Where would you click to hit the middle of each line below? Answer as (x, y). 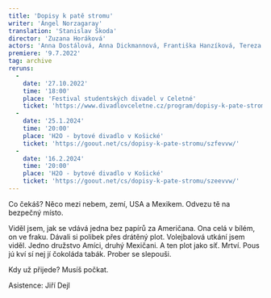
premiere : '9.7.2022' (45, 53)
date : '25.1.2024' (54, 121)
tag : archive (30, 61)
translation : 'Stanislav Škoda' (63, 31)
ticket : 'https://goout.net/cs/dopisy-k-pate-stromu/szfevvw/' (131, 143)
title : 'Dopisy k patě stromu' (61, 16)
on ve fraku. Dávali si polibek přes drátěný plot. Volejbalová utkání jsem (127, 237)
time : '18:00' (46, 91)
